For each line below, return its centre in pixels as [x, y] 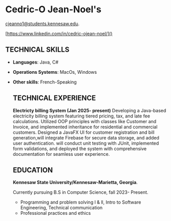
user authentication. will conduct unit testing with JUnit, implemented [86, 143]
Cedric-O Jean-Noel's [53, 9]
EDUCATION [33, 170]
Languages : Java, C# [36, 62]
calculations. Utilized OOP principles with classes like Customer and [84, 121]
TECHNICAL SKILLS [37, 50]
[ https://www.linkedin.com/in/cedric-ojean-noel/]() [59, 33]
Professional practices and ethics [56, 213]
